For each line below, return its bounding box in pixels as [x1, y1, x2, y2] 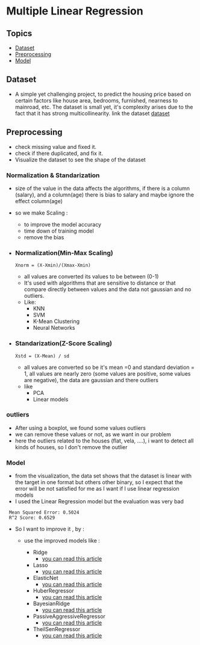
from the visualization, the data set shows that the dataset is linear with [14, 472, 192, 480]
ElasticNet [33, 574, 58, 582]
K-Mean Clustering [33, 318, 80, 325]
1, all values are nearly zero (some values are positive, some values [23, 370, 191, 377]
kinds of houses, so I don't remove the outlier [14, 443, 128, 450]
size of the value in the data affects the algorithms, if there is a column [14, 184, 190, 192]
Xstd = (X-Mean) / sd [14, 353, 69, 359]
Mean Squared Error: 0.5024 [8, 509, 80, 516]
